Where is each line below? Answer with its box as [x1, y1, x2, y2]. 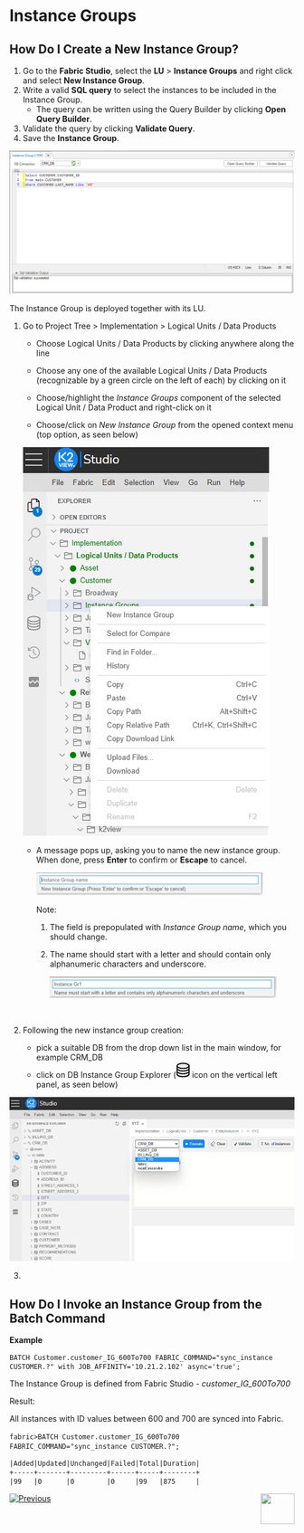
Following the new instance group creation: [22, 1024, 184, 1035]
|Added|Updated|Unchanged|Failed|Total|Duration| [9, 1459, 201, 1469]
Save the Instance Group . [22, 133, 119, 143]
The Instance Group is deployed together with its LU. [9, 302, 206, 313]
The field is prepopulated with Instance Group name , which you [49, 921, 287, 932]
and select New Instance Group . [22, 75, 145, 86]
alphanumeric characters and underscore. [49, 958, 206, 969]
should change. [49, 931, 108, 942]
